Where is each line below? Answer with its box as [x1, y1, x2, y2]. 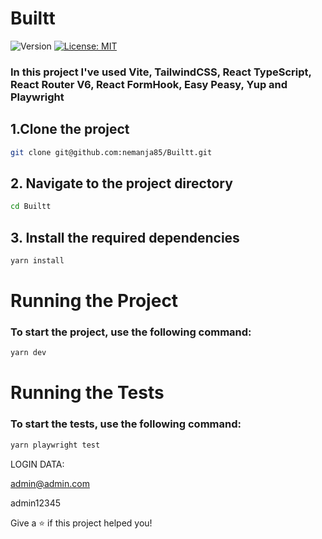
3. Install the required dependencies [10, 229, 240, 246]
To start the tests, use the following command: [10, 417, 242, 431]
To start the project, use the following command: [10, 325, 252, 339]
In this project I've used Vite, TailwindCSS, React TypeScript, [10, 65, 312, 79]
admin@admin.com [10, 477, 90, 489]
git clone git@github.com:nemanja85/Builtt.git [10, 147, 213, 157]
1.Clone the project [10, 121, 130, 138]
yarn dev [10, 348, 47, 358]
